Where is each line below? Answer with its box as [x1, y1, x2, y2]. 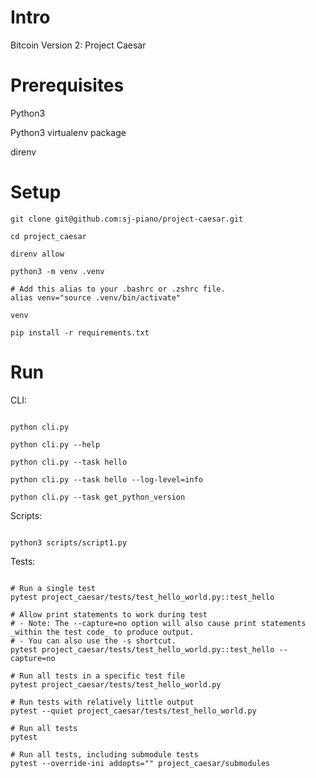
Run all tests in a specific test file [19, 671, 186, 681]
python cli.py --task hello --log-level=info [10, 474, 203, 485]
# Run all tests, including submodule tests [10, 749, 199, 760]
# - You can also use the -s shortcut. [10, 636, 177, 646]
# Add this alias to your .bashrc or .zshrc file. [10, 284, 226, 294]
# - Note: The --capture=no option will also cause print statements [10, 618, 307, 628]
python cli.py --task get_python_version [10, 492, 186, 502]
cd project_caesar [10, 231, 87, 241]
